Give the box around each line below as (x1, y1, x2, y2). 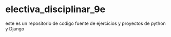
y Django (5, 25, 25, 31)
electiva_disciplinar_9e (5, 4, 106, 15)
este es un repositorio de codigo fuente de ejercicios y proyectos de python (5, 20, 166, 26)
